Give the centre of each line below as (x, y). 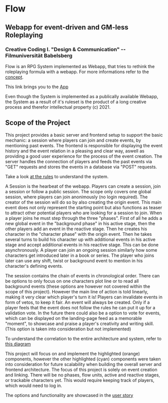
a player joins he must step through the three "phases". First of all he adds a (83, 218)
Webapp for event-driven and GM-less (67, 27)
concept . (15, 77)
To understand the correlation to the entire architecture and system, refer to (83, 338)
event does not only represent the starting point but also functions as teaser (84, 207)
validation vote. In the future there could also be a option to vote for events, (83, 313)
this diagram (18, 344)
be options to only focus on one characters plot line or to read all (72, 281)
